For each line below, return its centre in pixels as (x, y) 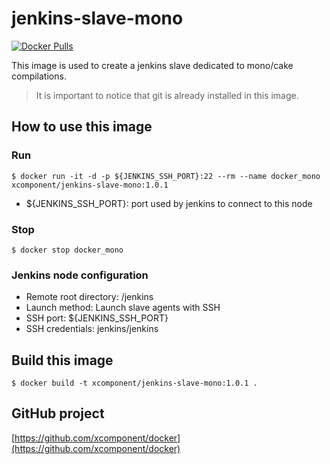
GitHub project (58, 413)
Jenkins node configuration (80, 275)
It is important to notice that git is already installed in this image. (167, 95)
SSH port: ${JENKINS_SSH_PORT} (97, 318)
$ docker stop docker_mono (67, 250)
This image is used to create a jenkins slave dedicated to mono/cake (152, 65)
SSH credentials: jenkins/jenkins (92, 329)
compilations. (39, 76)
